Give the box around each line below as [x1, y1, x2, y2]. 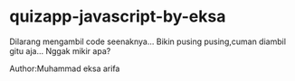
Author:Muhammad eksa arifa [9, 63, 120, 74]
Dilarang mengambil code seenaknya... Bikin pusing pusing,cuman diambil [9, 36, 287, 47]
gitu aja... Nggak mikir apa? [9, 45, 111, 56]
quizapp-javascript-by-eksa [9, 6, 226, 27]
